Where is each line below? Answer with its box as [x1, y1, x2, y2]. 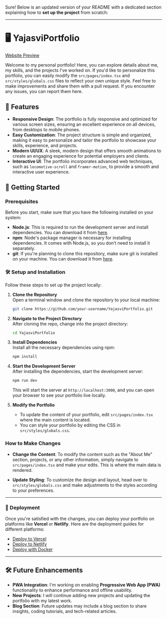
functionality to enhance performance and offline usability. [12, 587, 133, 593]
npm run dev [12, 378, 37, 383]
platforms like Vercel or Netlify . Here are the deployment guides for [5, 521, 144, 527]
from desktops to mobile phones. [12, 126, 81, 132]
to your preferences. [12, 487, 55, 493]
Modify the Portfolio [12, 402, 55, 408]
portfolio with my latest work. [12, 598, 72, 604]
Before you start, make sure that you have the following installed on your [5, 209, 154, 215]
